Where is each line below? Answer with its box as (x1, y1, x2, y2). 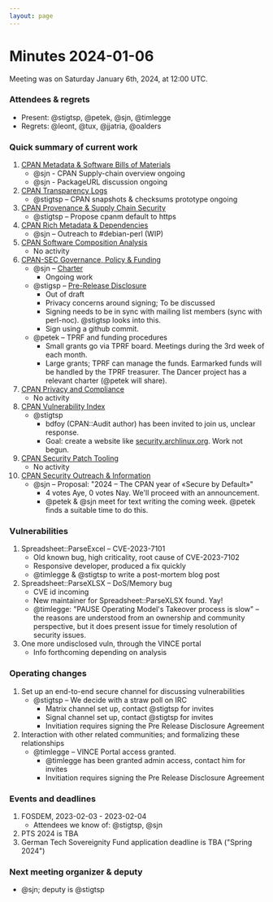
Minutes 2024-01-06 (9, 46, 154, 65)
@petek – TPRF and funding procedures (32, 332, 167, 342)
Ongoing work (45, 272, 93, 282)
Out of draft (45, 289, 84, 299)
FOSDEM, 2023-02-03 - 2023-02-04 (20, 812, 147, 822)
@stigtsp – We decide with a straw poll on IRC (32, 695, 188, 705)
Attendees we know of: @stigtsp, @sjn (32, 820, 163, 830)
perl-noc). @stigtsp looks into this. (45, 315, 162, 325)
